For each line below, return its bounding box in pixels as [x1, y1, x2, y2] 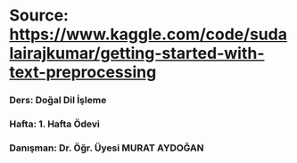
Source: [9, 5, 70, 26]
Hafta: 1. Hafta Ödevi [9, 118, 101, 130]
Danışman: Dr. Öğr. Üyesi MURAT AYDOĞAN [9, 142, 204, 154]
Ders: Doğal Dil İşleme [9, 94, 107, 107]
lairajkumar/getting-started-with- [9, 44, 265, 63]
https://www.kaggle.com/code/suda [9, 24, 288, 45]
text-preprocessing [9, 62, 157, 83]
